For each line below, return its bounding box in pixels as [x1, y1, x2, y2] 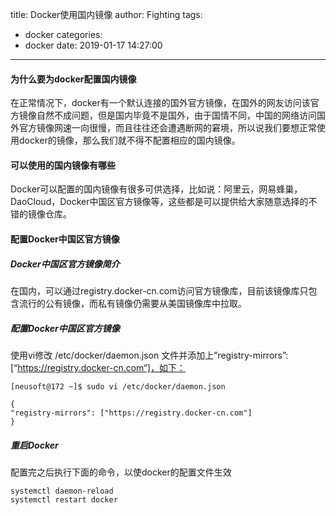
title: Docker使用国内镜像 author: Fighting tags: [10, 9, 203, 20]
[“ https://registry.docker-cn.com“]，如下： [10, 361, 186, 373]
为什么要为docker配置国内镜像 [10, 73, 137, 85]
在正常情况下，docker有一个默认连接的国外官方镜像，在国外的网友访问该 [10, 97, 311, 109]
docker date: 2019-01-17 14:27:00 [24, 39, 163, 51]
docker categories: [24, 29, 103, 40]
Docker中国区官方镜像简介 [10, 258, 120, 270]
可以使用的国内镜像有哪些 [10, 159, 116, 171]
